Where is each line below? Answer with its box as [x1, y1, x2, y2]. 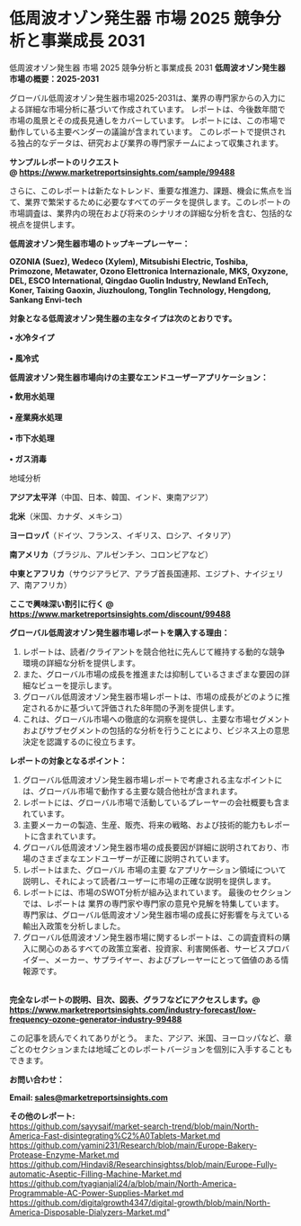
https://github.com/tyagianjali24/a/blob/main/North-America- [9, 1177, 237, 1188]
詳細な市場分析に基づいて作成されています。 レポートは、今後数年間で [24, 103, 286, 114]
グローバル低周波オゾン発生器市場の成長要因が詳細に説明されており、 [22, 842, 282, 853]
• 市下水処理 [9, 433, 55, 443]
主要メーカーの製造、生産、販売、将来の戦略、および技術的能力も [22, 819, 267, 830]
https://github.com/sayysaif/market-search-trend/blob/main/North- [9, 1121, 259, 1132]
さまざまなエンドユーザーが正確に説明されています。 [38, 853, 235, 864]
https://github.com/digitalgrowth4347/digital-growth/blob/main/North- [9, 1197, 271, 1208]
